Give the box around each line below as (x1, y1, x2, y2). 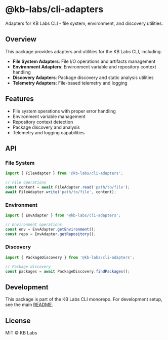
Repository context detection (12, 119, 73, 125)
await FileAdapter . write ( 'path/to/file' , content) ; (5, 189, 116, 195)
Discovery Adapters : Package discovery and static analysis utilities (12, 74, 154, 81)
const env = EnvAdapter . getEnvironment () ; (5, 226, 96, 232)
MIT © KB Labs (5, 330, 37, 336)
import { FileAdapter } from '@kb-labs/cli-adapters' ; (5, 171, 123, 176)
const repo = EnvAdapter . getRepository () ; (5, 232, 96, 237)
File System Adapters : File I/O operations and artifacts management (12, 58, 156, 64)
